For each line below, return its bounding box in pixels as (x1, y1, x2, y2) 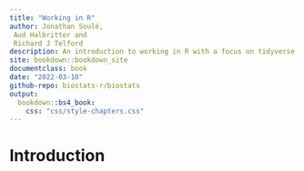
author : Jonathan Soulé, (9, 22, 104, 31)
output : (9, 89, 39, 98)
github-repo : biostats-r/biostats (9, 81, 141, 90)
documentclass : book (9, 65, 88, 74)
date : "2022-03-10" (9, 73, 84, 82)
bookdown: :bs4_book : (17, 97, 96, 107)
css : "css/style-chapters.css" (25, 106, 145, 116)
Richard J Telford (13, 38, 84, 48)
